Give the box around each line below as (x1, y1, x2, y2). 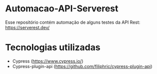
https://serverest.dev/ (5, 24, 50, 30)
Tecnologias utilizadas (5, 42, 101, 53)
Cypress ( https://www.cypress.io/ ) (12, 58, 84, 64)
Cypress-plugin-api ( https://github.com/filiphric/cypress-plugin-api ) (12, 63, 153, 69)
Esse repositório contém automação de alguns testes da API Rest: (5, 19, 141, 25)
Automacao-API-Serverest (5, 3, 119, 14)
